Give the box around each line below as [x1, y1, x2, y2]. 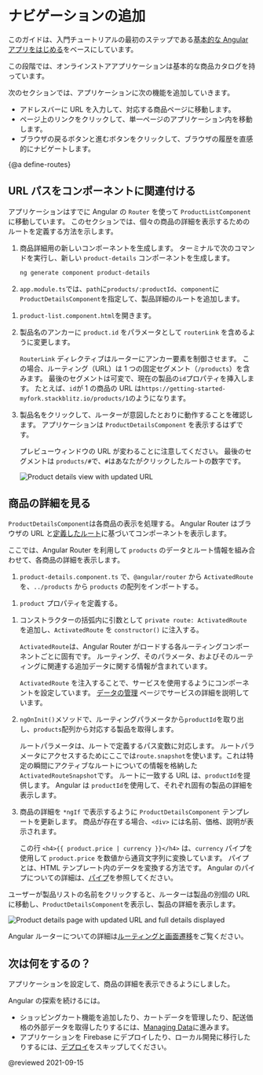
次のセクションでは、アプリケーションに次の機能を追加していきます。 [8, 87, 234, 97]
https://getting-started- [141, 385, 226, 393]
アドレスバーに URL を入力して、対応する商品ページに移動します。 [19, 104, 236, 114]
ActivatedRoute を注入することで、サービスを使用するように [19, 678, 215, 688]
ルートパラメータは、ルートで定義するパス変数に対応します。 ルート [19, 741, 241, 751]
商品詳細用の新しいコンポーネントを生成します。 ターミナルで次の [19, 243, 235, 253]
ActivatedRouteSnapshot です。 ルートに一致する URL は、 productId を [19, 770, 244, 780]
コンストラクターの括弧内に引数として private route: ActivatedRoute [19, 615, 247, 625]
